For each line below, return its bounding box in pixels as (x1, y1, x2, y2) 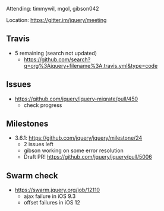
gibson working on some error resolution (23, 147, 124, 154)
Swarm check (6, 171, 58, 181)
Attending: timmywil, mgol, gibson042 (6, 5, 99, 12)
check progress (23, 101, 62, 109)
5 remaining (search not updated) (14, 49, 97, 56)
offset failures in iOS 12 (23, 199, 80, 206)
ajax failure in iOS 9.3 (23, 193, 76, 200)
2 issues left (23, 141, 53, 148)
